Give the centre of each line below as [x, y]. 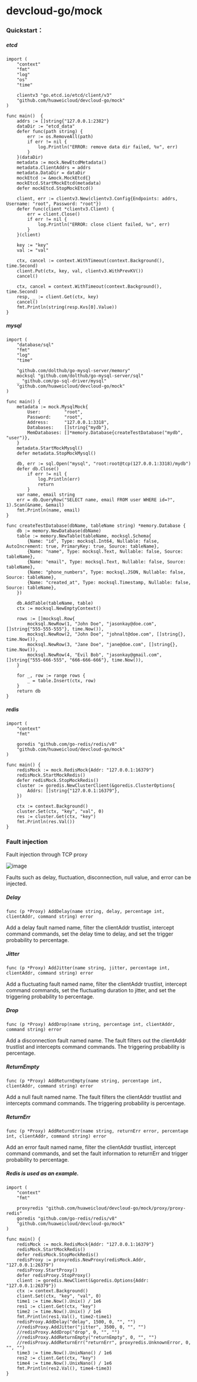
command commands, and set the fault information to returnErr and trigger [97, 1153]
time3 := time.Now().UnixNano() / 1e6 [64, 1353]
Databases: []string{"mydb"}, [68, 428]
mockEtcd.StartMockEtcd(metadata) [59, 183]
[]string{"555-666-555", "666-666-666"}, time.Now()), [75, 660]
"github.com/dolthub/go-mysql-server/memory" [74, 371]
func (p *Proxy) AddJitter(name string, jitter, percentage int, [88, 968]
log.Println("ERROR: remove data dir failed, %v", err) [108, 147]
